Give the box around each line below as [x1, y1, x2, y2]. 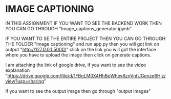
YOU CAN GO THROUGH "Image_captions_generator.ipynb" [5, 25, 132, 31]
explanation [5, 67, 30, 73]
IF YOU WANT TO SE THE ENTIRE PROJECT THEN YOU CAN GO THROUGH [5, 35, 166, 42]
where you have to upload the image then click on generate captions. [5, 52, 152, 58]
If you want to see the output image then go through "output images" [5, 88, 151, 94]
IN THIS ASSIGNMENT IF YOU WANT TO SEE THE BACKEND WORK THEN [5, 20, 162, 26]
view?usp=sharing [5, 78, 45, 84]
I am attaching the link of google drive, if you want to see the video [5, 62, 146, 68]
